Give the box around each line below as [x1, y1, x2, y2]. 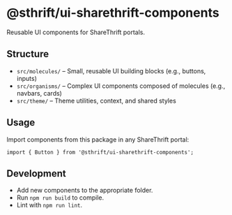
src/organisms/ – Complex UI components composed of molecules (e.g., [16, 82, 226, 90]
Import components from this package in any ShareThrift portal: [6, 135, 190, 144]
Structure [6, 48, 49, 60]
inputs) [16, 74, 38, 82]
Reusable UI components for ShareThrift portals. [6, 28, 146, 36]
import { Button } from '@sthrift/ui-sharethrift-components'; [6, 149, 194, 156]
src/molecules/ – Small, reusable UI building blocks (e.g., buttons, [16, 66, 206, 75]
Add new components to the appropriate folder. [16, 186, 153, 195]
